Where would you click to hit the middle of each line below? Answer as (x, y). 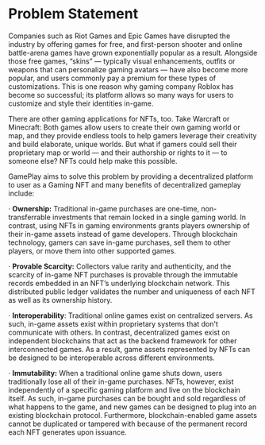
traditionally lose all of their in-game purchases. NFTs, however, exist (121, 381)
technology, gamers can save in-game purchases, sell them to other (120, 242)
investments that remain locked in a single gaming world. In (149, 217)
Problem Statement (73, 14)
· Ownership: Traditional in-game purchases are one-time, (104, 208)
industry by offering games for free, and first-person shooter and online (125, 44)
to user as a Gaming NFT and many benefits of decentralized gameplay (125, 184)
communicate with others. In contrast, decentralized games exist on (119, 332)
